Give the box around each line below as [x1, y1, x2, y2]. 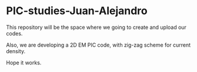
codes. [6, 30, 23, 37]
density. [6, 47, 25, 54]
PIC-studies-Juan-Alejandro [6, 4, 148, 18]
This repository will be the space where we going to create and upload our [6, 24, 187, 31]
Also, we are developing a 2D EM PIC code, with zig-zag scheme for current [6, 41, 191, 48]
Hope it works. [6, 59, 42, 66]
